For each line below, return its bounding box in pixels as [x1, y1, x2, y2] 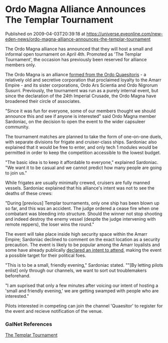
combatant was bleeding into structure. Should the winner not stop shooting [5, 211, 162, 217]
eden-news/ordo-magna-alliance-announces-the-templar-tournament [5, 36, 151, 42]
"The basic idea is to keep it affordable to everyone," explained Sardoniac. [5, 159, 158, 165]
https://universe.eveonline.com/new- [86, 31, 163, 37]
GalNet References [5, 320, 53, 327]
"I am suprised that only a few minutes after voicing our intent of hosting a [5, 282, 158, 288]
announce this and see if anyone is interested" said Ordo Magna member [5, 113, 156, 119]
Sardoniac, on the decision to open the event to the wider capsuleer [5, 118, 145, 124]
